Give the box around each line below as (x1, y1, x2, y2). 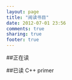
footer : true (6, 37, 39, 43)
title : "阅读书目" (6, 14, 50, 20)
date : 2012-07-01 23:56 (6, 20, 67, 26)
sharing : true (6, 31, 42, 37)
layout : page (6, 8, 39, 15)
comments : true (6, 25, 45, 32)
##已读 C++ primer (6, 67, 54, 74)
